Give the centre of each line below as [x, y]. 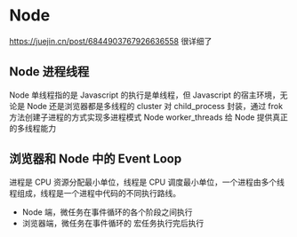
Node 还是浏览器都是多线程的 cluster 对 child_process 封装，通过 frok [154, 106]
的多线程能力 [32, 128]
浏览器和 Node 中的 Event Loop [96, 159]
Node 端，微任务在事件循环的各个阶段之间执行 [107, 212]
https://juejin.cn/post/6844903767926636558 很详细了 [111, 41]
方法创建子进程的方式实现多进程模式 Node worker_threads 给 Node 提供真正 [149, 117]
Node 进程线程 [49, 72]
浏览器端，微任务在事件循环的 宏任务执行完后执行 [113, 223]
